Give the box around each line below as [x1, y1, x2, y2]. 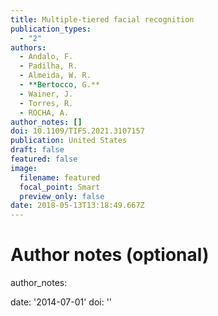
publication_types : [10, 24, 92, 34]
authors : [10, 42, 47, 53]
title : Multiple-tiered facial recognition [10, 14, 195, 25]
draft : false [10, 145, 65, 155]
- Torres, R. [19, 98, 74, 108]
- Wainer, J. [19, 89, 74, 99]
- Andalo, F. [19, 52, 74, 62]
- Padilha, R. [19, 61, 78, 71]
